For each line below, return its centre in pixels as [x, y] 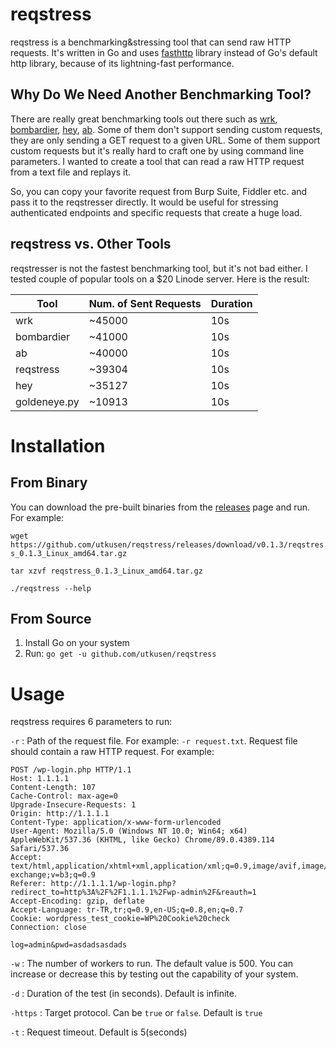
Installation [58, 445]
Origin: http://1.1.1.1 [60, 814]
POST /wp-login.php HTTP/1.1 [71, 770]
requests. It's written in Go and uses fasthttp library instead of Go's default [164, 52]
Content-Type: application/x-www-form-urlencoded [116, 823]
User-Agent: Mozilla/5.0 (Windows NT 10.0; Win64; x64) [129, 831]
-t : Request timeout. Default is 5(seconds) [99, 1032]
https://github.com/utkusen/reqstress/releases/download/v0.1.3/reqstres [167, 544]
